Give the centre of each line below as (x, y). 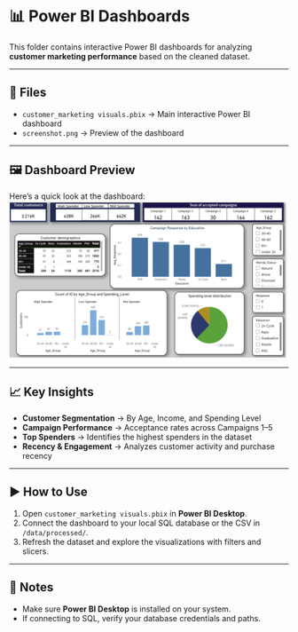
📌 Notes (31, 587)
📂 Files (28, 93)
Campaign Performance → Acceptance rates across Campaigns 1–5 (147, 427)
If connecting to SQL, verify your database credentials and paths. (141, 618)
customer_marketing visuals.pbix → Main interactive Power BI (136, 114)
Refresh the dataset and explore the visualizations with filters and (141, 541)
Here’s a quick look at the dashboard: (77, 196)
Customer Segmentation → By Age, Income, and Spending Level (141, 418)
